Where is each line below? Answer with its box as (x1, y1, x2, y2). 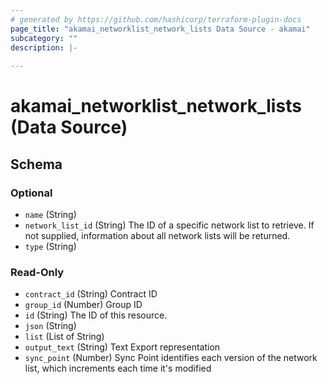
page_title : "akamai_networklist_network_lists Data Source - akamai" (10, 24, 311, 34)
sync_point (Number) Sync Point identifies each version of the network (24, 352, 318, 364)
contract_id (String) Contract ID (24, 288, 158, 300)
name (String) (24, 209, 77, 220)
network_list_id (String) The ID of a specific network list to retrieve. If (24, 219, 315, 231)
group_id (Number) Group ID (24, 299, 143, 311)
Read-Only (10, 265, 65, 279)
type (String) (24, 241, 77, 252)
